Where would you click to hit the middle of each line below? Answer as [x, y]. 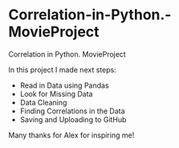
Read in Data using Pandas [65, 85]
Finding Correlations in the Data [73, 111]
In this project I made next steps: [62, 69]
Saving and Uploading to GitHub [73, 119]
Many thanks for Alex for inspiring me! [71, 135]
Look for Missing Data [56, 93]
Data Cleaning [43, 102]
